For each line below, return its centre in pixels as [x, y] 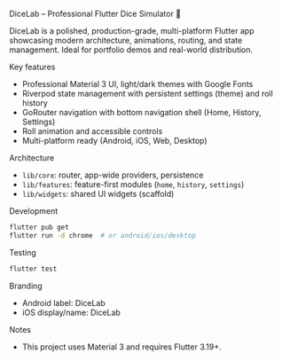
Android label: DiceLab [63, 302]
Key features [32, 67]
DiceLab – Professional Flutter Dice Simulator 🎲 [95, 14]
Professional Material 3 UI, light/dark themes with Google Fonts [137, 84]
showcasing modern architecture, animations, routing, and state [126, 40]
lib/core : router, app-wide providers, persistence [113, 175]
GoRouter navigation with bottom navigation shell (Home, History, [141, 112]
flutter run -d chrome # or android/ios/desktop [103, 235]
